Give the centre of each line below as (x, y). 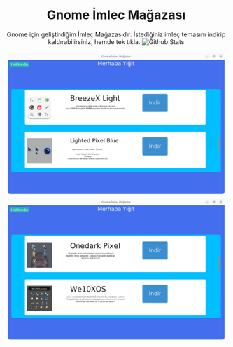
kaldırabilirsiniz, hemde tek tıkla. (94, 41)
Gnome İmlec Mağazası (116, 15)
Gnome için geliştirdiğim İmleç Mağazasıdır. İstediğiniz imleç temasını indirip (116, 34)
